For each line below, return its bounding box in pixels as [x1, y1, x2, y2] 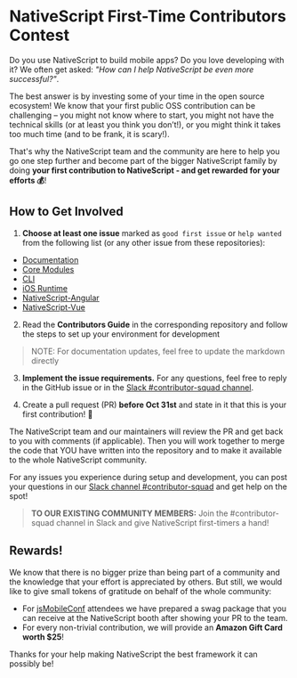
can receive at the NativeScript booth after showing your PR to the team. [21, 612, 288, 623]
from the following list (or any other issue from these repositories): [21, 237, 266, 248]
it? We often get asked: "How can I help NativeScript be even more [9, 64, 254, 75]
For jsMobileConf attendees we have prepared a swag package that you [21, 603, 287, 614]
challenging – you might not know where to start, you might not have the [9, 110, 274, 120]
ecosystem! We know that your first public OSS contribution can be [9, 100, 256, 110]
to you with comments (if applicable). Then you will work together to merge [9, 435, 285, 446]
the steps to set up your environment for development [21, 328, 221, 339]
